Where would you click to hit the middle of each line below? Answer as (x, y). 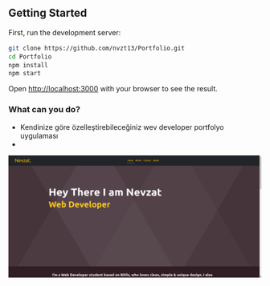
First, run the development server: (65, 32)
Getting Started (48, 13)
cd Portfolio (30, 56)
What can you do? (45, 110)
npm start (25, 74)
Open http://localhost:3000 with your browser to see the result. (113, 89)
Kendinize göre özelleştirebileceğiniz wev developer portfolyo (122, 127)
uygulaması (39, 135)
